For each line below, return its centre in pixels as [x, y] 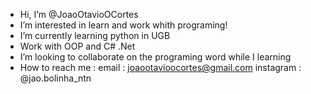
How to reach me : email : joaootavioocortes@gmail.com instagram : [160, 67]
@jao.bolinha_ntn [55, 78]
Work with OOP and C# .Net [77, 46]
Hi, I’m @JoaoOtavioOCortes [79, 14]
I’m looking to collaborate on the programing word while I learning [155, 57]
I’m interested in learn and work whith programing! [123, 25]
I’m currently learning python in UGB [95, 35]
